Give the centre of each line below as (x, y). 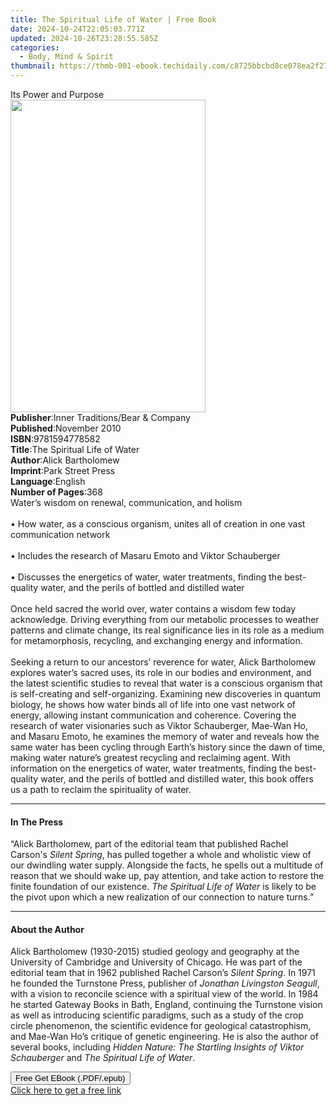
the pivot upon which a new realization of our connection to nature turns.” (162, 897)
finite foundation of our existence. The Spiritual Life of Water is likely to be (163, 887)
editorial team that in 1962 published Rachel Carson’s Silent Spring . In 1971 (163, 973)
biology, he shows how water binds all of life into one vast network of (153, 704)
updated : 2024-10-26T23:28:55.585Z (84, 38)
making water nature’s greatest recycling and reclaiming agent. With (150, 757)
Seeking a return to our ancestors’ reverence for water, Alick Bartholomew (163, 662)
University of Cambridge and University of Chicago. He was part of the (156, 962)
